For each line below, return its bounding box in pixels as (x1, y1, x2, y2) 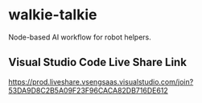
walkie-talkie (8, 6, 97, 24)
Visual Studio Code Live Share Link (8, 56, 188, 69)
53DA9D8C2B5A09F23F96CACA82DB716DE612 (8, 85, 169, 95)
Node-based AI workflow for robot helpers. (8, 32, 151, 42)
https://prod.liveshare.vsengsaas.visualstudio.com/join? (8, 76, 194, 86)
